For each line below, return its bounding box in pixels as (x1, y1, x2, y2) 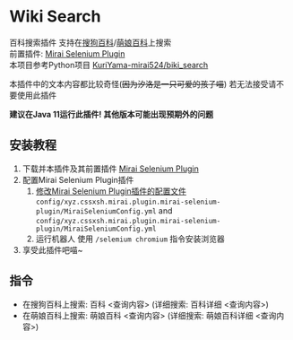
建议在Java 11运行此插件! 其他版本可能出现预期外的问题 (9, 109, 213, 119)
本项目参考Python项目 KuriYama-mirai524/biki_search (9, 59, 209, 70)
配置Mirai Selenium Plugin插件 (22, 174, 134, 185)
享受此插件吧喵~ (22, 244, 83, 255)
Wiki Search (9, 6, 101, 27)
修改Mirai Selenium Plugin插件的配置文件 (35, 186, 186, 196)
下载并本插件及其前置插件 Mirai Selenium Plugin (22, 163, 199, 174)
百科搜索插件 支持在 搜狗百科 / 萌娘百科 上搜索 (9, 37, 172, 48)
